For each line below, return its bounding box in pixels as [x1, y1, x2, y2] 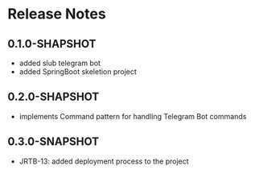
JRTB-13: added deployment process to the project [19, 156, 190, 166]
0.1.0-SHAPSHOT [7, 37, 97, 51]
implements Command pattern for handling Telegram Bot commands [19, 111, 247, 121]
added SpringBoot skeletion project [19, 67, 138, 77]
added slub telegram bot [19, 58, 101, 68]
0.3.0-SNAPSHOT [7, 135, 100, 149]
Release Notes [7, 5, 106, 23]
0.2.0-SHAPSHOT [7, 90, 100, 104]
